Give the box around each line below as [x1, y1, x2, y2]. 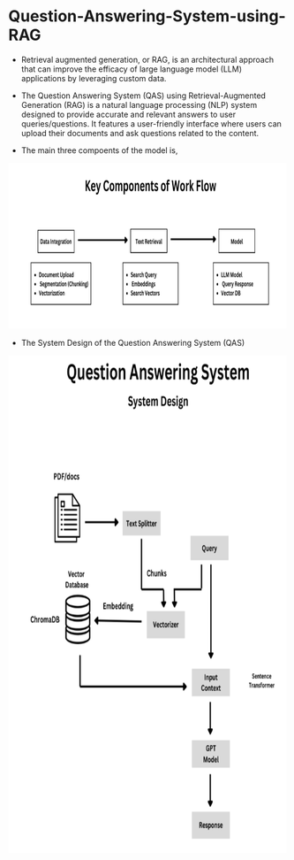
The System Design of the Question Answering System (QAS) [20, 337, 245, 348]
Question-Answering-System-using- [8, 6, 286, 27]
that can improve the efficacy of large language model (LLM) [20, 64, 243, 74]
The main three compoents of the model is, [20, 144, 178, 156]
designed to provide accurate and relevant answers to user [20, 109, 237, 119]
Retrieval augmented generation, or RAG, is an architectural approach [20, 54, 275, 65]
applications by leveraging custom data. [20, 73, 167, 83]
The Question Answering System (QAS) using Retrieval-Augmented [20, 90, 267, 101]
